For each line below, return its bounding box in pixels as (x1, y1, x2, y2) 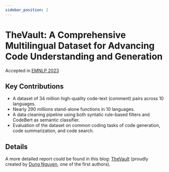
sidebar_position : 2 (5, 7, 49, 13)
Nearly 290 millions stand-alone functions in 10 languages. (12, 106, 135, 112)
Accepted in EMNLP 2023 (5, 67, 60, 73)
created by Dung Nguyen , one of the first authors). (5, 161, 111, 167)
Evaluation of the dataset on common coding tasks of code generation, (12, 122, 160, 128)
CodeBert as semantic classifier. (12, 117, 80, 123)
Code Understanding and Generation (5, 51, 163, 62)
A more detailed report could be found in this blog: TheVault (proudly (5, 156, 149, 162)
